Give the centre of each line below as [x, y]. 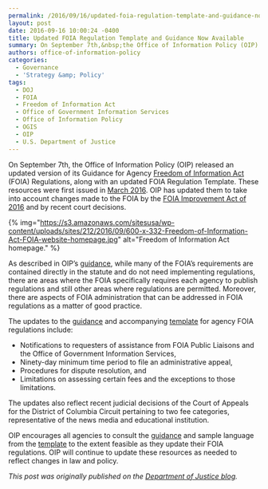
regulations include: [41, 329]
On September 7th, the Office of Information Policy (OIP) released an [121, 164]
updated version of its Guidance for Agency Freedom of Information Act [126, 173]
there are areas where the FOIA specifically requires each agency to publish [133, 280]
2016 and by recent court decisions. [67, 207]
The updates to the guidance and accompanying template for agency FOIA [131, 321]
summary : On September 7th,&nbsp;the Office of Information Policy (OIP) [134, 45]
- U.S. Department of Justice [65, 142]
